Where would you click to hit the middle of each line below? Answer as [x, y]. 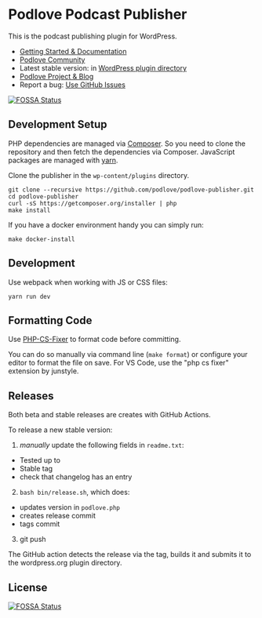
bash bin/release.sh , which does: [75, 493]
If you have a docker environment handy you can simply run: [106, 224]
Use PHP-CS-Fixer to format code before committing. [95, 340]
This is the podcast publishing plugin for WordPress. [93, 36]
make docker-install [42, 239]
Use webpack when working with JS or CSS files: [88, 282]
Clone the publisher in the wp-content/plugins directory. [99, 175]
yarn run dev [29, 296]
